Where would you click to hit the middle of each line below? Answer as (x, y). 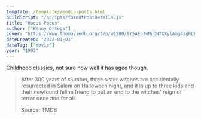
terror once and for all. (48, 98)
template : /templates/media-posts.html (56, 12)
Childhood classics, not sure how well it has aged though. (77, 68)
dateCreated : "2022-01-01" (40, 39)
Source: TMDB (39, 110)
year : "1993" (22, 51)
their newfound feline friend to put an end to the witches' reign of (101, 92)
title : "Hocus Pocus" (33, 23)
